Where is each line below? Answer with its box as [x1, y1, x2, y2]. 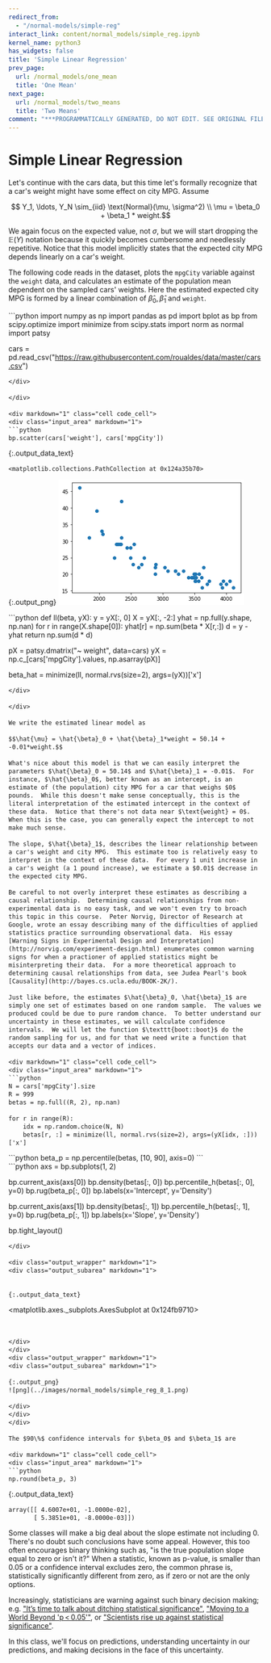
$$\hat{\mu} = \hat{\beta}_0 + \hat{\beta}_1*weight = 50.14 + [8, 735, 226, 743]
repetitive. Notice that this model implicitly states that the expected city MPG [8, 243, 263, 254]
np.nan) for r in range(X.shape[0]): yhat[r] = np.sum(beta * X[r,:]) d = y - [8, 621, 248, 631]
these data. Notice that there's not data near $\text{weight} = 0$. [8, 808, 251, 816]
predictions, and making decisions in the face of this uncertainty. [8, 1644, 224, 1655]
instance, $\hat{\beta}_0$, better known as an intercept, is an [8, 775, 232, 783]
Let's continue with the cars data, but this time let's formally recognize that [8, 178, 257, 187]
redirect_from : [8, 13, 60, 21]
